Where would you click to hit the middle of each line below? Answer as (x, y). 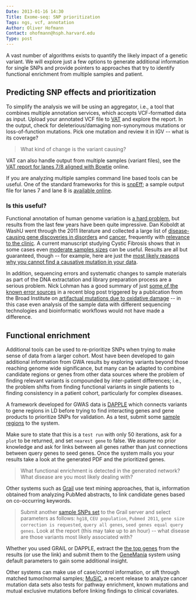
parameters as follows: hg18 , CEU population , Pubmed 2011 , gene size (102, 518)
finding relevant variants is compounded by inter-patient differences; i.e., (94, 380)
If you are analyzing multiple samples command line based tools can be (92, 178)
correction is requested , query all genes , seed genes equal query (102, 524)
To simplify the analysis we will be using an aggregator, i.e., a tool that (90, 107)
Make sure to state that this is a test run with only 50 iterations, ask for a (94, 434)
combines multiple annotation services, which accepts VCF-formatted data (96, 112)
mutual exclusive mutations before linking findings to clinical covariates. (92, 591)
